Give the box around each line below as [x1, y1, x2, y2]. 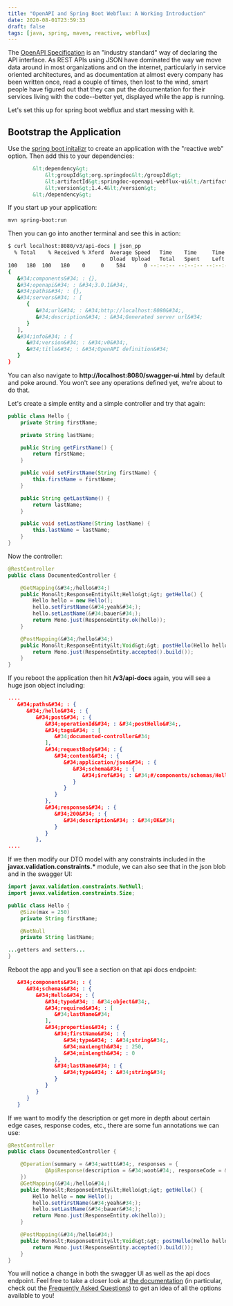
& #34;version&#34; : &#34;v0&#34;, [26, 339, 129, 346]
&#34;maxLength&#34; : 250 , [63, 1043, 145, 1050]
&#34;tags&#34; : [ [44, 726, 101, 734]
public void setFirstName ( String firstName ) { [20, 469, 157, 476]
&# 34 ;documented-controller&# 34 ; [54, 733, 151, 740]
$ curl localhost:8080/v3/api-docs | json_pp [8, 243, 141, 250]
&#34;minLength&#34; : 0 [63, 1050, 136, 1057]
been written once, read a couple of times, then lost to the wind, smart [8, 78, 208, 87]
